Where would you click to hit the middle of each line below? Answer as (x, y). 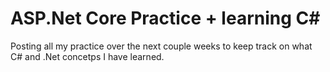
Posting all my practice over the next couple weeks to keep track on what (161, 46)
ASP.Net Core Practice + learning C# (165, 18)
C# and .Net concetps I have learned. (87, 56)
